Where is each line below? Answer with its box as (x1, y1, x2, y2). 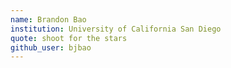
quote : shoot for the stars (10, 33, 128, 43)
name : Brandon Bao (10, 14, 87, 25)
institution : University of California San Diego (10, 24, 222, 34)
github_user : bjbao (10, 42, 92, 53)
